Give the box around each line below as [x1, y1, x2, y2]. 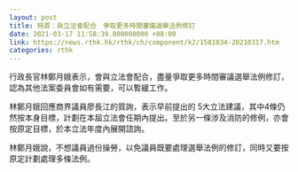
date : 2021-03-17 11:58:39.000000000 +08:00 [9, 29, 176, 38]
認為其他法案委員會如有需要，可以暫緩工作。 [9, 82, 173, 93]
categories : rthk [9, 46, 74, 55]
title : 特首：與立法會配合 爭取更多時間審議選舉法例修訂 [9, 21, 196, 30]
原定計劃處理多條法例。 [9, 153, 95, 164]
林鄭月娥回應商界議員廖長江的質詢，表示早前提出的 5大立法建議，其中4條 [9, 101, 278, 112]
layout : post [9, 12, 58, 22]
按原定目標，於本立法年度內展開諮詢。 [9, 123, 149, 134]
